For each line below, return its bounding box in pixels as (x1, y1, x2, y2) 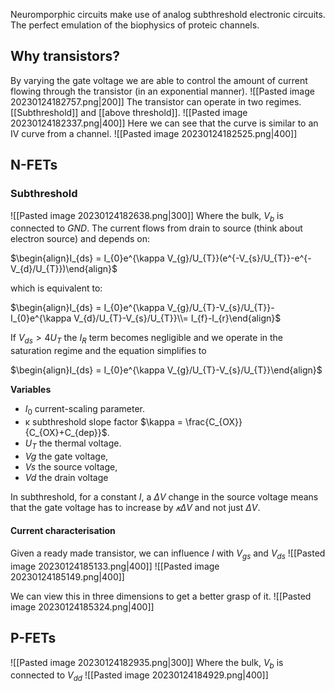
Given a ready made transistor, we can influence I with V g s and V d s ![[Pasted (10, 547, 326, 561)
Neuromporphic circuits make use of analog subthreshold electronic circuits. (10, 9, 326, 20)
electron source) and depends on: (10, 233, 151, 245)
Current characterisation (10, 525, 116, 537)
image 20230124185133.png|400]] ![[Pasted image (10, 560, 220, 572)
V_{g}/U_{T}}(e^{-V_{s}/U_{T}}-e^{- (166, 252, 312, 264)
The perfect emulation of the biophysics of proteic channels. (10, 19, 260, 31)
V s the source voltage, (24, 460, 118, 473)
